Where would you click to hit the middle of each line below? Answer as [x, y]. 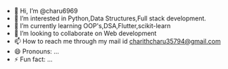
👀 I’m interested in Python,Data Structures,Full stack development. [110, 18]
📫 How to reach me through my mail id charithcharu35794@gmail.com [117, 41]
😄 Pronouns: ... [37, 51]
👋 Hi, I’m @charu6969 [46, 11]
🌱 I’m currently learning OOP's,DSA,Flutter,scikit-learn [92, 26]
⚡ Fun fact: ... [33, 59]
